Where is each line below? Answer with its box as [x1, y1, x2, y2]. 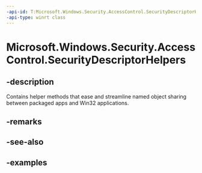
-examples [6, 157, 47, 168]
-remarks [6, 117, 42, 127]
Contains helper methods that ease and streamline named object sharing [6, 93, 187, 100]
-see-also [6, 137, 44, 147]
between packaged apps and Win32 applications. [6, 99, 129, 106]
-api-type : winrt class [6, 14, 66, 20]
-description [6, 77, 54, 87]
